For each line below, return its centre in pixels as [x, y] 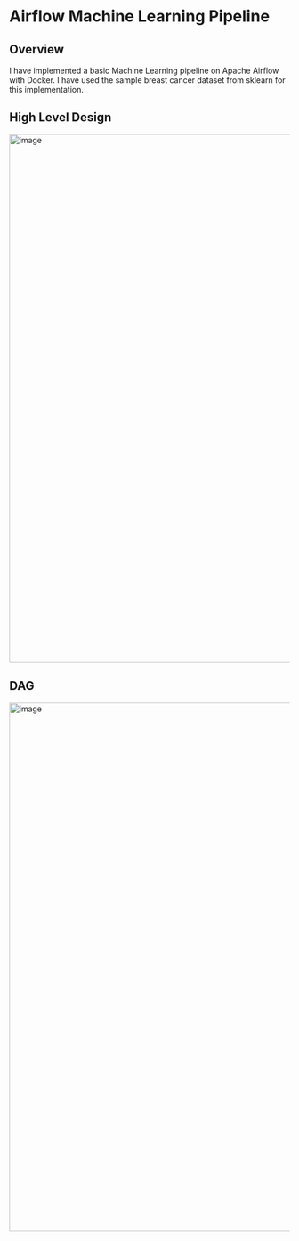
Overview [37, 49]
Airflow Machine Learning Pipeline [139, 16]
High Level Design [61, 118]
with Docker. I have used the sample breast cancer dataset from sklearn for [148, 80]
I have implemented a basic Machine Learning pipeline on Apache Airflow [144, 70]
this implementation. [47, 89]
